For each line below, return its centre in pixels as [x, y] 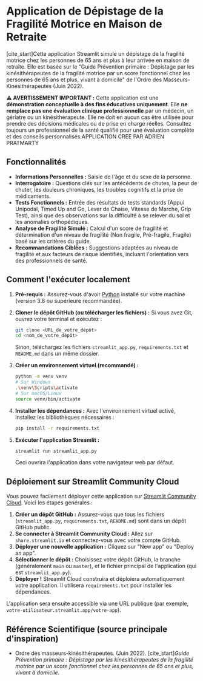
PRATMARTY [23, 143]
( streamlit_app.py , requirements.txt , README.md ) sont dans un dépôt [101, 521]
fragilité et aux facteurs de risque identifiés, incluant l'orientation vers [102, 254]
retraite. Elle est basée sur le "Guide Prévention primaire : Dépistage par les [101, 66]
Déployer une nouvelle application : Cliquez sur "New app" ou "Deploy [104, 547]
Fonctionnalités [36, 162]
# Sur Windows [33, 382]
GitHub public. [33, 527]
